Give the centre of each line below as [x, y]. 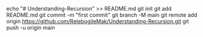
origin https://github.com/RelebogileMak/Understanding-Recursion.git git [98, 21]
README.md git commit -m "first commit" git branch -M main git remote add [102, 15]
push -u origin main [31, 27]
